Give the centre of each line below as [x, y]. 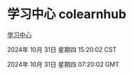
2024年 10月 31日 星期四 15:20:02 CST [62, 49]
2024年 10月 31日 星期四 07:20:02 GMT [63, 64]
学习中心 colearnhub [67, 14]
